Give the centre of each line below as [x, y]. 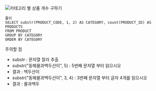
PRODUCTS [14, 27]
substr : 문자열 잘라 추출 [35, 59]
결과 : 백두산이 [26, 72]
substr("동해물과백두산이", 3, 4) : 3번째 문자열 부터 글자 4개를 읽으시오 [80, 78]
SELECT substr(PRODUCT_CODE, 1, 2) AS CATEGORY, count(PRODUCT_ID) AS [78, 22]
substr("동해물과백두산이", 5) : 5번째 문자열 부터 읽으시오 [67, 65]
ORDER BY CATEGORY [24, 39]
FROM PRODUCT [18, 31]
